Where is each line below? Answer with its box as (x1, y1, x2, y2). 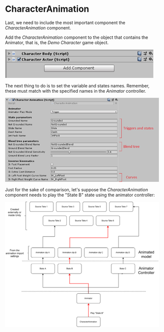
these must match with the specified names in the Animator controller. (5, 88, 146, 94)
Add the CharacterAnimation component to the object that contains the (5, 34, 148, 40)
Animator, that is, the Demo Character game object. (5, 39, 109, 45)
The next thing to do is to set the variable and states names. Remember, (5, 82, 150, 89)
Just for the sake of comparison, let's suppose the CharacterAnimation (5, 187, 148, 193)
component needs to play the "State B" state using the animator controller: (5, 192, 155, 198)
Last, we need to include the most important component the (5, 20, 125, 26)
